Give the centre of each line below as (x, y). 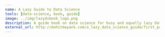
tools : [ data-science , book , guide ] (42, 14)
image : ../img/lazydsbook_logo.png (41, 18)
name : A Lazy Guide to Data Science (42, 9)
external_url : (20, 27)
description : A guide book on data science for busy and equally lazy (79, 23)
